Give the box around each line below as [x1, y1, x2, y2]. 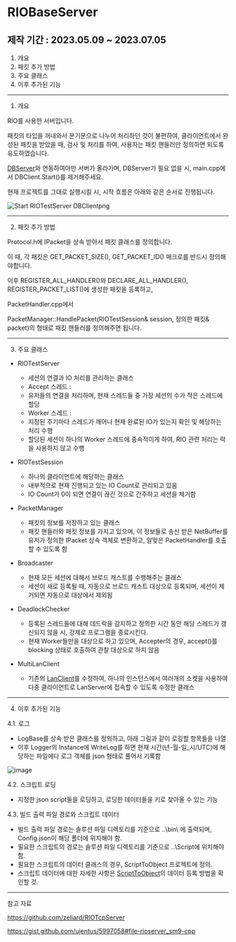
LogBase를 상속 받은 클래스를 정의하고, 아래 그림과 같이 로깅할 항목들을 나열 [17, 734, 227, 743]
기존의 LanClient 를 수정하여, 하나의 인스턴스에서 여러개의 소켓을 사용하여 [27, 675, 228, 682]
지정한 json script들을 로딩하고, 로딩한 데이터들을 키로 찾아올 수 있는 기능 [17, 795, 218, 804]
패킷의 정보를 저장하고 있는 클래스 [27, 519, 121, 526]
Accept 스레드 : [27, 383, 72, 390]
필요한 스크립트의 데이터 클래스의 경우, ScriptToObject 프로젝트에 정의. [17, 861, 213, 868]
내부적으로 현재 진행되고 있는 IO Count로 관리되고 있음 [27, 482, 178, 489]
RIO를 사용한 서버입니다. [7, 117, 74, 125]
